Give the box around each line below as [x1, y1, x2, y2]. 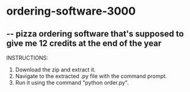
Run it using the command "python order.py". [15, 79, 130, 86]
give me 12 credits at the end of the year [6, 38, 162, 48]
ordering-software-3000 [6, 4, 136, 18]
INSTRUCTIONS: [6, 54, 48, 62]
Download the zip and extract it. [15, 66, 96, 73]
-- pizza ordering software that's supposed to [6, 29, 185, 39]
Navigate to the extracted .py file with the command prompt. [15, 73, 167, 80]
